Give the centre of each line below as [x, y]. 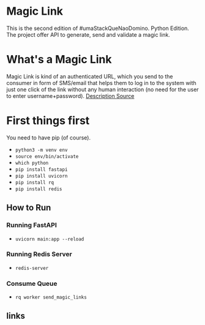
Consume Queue [32, 283]
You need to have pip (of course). [48, 137]
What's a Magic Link [59, 60]
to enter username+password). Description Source [70, 95]
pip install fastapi [41, 170]
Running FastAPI [32, 225]
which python [32, 163]
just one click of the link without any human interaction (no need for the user [102, 89]
